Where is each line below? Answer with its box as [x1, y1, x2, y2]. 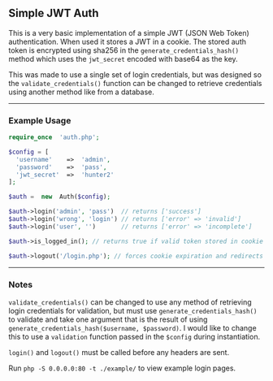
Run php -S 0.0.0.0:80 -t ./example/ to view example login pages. [8, 363, 236, 373]
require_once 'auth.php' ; [8, 133, 100, 141]
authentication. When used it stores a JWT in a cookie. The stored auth [8, 37, 246, 46]
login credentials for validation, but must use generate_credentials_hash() [8, 305, 258, 315]
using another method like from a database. [8, 87, 154, 97]
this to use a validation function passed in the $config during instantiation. [8, 331, 261, 341]
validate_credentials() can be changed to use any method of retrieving [8, 297, 252, 307]
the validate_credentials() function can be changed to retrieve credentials [8, 78, 262, 88]
